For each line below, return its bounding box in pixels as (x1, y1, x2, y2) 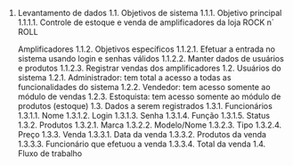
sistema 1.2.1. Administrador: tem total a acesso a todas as (17, 72, 232, 83)
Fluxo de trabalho (17, 148, 83, 159)
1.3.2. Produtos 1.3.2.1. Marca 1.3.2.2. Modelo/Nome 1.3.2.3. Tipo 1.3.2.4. (17, 120, 282, 130)
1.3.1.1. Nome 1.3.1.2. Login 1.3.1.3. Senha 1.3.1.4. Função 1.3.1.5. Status (17, 111, 270, 120)
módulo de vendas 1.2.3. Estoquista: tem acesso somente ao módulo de (17, 91, 281, 102)
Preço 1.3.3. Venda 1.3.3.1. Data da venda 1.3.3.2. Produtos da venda (17, 129, 267, 139)
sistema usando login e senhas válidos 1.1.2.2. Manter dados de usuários (17, 54, 285, 63)
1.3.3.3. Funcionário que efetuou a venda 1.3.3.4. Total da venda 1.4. (17, 138, 266, 149)
